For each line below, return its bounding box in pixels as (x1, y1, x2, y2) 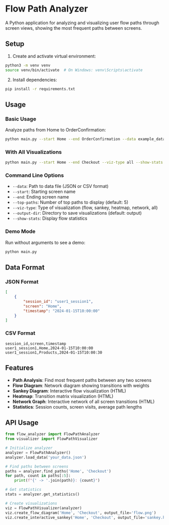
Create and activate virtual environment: (12, 53, 96, 59)
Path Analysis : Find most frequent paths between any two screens (12, 377, 152, 383)
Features (5, 364, 34, 372)
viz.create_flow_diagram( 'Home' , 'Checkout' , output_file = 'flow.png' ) (5, 510, 156, 515)
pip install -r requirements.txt (5, 86, 75, 91)
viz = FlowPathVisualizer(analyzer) (5, 505, 82, 510)
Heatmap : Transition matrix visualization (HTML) (12, 393, 114, 399)
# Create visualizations (5, 501, 57, 506)
